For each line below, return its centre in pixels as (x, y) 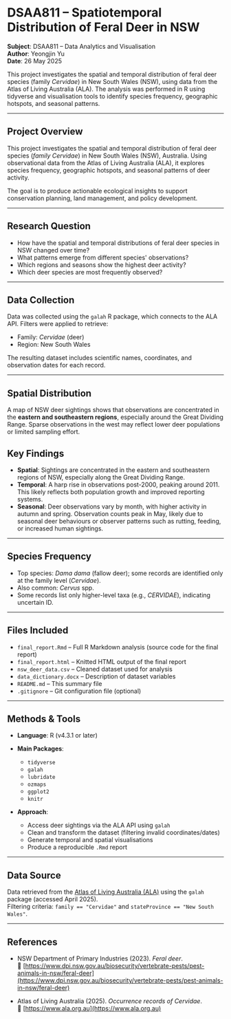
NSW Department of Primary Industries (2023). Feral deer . (100, 958)
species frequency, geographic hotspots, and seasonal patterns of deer (109, 170)
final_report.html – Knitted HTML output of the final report (102, 661)
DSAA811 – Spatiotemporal (85, 13)
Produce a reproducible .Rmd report (77, 847)
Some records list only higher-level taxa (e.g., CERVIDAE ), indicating (114, 595)
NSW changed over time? (53, 250)
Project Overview (45, 132)
